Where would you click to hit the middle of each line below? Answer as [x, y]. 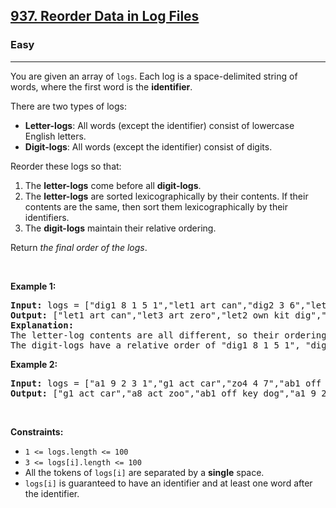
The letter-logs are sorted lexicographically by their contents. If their [166, 196]
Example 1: [33, 286]
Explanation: [42, 325]
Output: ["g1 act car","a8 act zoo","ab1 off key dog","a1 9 [163, 393]
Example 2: [34, 364]
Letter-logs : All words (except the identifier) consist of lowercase [159, 125]
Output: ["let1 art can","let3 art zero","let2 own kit [150, 315]
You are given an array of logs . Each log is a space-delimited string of [154, 76]
